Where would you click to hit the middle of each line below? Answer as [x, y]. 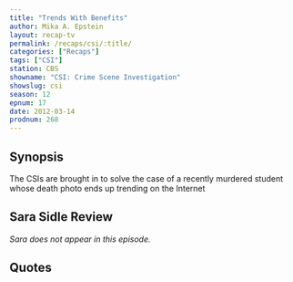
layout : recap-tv [42, 35]
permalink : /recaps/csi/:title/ [71, 43]
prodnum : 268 [34, 120]
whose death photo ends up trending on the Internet [107, 188]
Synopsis [36, 157]
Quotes [31, 268]
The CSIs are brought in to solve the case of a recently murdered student [146, 178]
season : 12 [30, 94]
